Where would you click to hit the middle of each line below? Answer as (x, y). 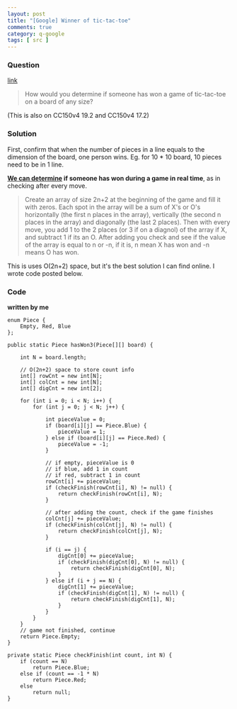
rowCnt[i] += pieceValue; (83, 482)
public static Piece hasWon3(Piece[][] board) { (80, 345)
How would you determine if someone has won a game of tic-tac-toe (125, 94)
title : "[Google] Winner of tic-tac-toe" (69, 21)
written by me (28, 307)
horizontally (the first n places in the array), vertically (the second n (123, 214)
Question (24, 65)
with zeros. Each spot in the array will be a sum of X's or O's (112, 207)
